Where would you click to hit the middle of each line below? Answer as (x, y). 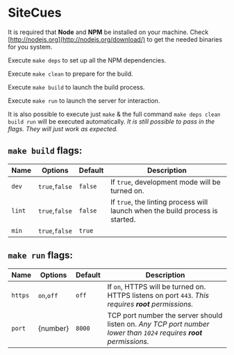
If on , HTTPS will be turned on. (157, 286)
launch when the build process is (164, 210)
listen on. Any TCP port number (158, 324)
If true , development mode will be (166, 182)
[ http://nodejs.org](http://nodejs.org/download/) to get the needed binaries (115, 39)
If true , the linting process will (159, 201)
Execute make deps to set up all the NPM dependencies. (87, 60)
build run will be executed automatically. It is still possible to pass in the (111, 121)
